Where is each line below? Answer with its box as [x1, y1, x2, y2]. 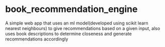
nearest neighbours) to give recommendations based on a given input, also [5, 25, 160, 31]
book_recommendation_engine [5, 3, 138, 15]
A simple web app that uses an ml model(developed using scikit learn [5, 20, 149, 26]
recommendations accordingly [5, 36, 69, 42]
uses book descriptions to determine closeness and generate [5, 30, 132, 36]
